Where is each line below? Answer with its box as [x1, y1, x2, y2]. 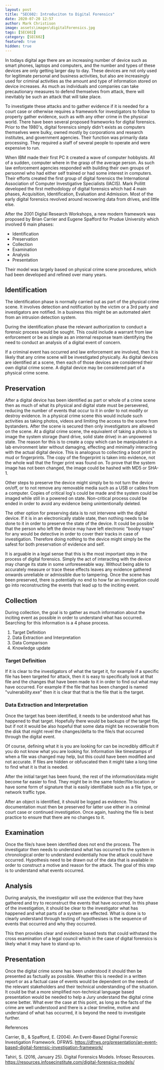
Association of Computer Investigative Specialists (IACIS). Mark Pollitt [5, 180, 145, 187]
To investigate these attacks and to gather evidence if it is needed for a [5, 103, 148, 109]
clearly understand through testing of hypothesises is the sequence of [5, 916, 147, 922]
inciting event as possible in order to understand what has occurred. [5, 615, 143, 621]
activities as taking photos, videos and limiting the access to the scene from [5, 418, 158, 424]
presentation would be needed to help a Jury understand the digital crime [5, 994, 154, 1000]
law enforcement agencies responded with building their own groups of [5, 165, 149, 171]
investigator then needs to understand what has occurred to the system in [5, 847, 155, 853]
